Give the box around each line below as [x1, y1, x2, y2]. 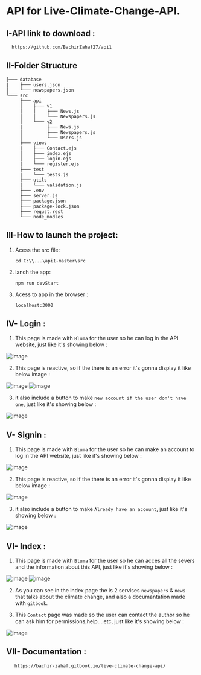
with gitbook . [14, 600, 48, 607]
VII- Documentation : [6, 647, 86, 657]
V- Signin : [6, 429, 46, 440]
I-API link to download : [6, 28, 95, 39]
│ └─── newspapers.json [6, 87, 74, 93]
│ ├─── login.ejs [19, 156, 71, 162]
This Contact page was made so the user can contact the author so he [14, 611, 190, 619]
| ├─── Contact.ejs [19, 145, 77, 151]
